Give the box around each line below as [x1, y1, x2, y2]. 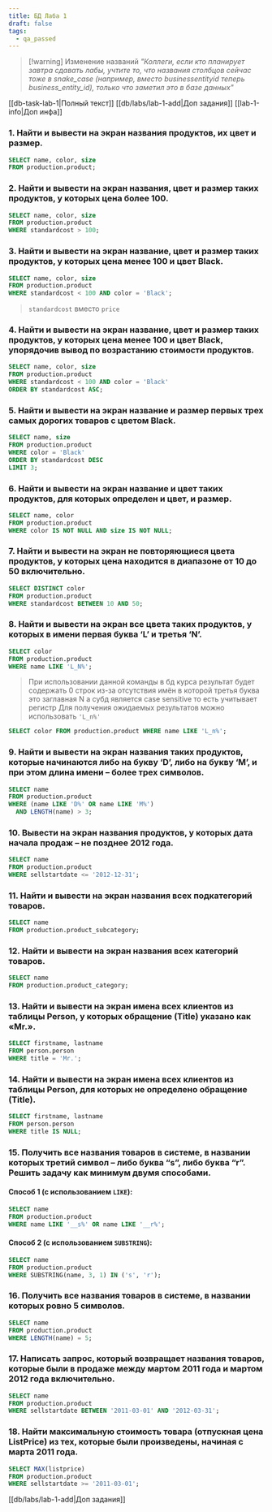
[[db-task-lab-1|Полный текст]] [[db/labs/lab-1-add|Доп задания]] [8, 98, 233, 108]
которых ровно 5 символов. [8, 1300, 126, 1311]
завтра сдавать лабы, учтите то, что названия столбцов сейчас [28, 66, 252, 76]
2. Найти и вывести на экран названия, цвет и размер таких [8, 183, 259, 194]
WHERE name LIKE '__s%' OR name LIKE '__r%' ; [8, 1220, 165, 1229]
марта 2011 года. [8, 1446, 79, 1458]
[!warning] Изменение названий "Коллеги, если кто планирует [28, 57, 245, 67]
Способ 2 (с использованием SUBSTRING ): [8, 1238, 153, 1247]
